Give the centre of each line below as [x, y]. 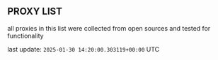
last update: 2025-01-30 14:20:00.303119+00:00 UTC [84, 49]
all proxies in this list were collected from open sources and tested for [109, 28]
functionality [25, 36]
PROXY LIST [35, 12]
